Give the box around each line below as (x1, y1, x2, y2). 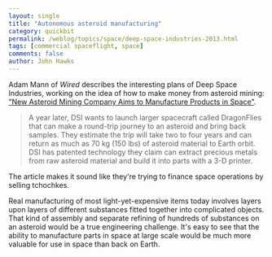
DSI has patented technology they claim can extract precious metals (28, 147, 258, 157)
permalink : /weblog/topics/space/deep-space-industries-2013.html (8, 34, 239, 43)
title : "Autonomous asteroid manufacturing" (8, 20, 162, 28)
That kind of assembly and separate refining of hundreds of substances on (8, 213, 260, 223)
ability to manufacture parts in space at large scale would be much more (8, 230, 252, 240)
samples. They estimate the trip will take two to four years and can (28, 129, 252, 139)
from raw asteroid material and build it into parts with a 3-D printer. (28, 155, 253, 165)
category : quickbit (8, 27, 75, 35)
